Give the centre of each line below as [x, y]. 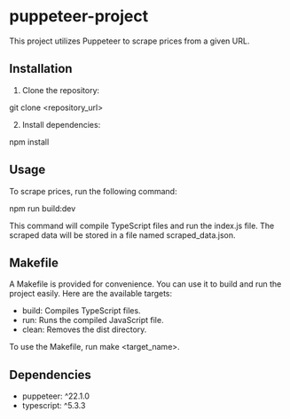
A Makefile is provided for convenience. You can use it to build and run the [145, 284]
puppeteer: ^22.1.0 [56, 396]
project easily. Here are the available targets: [91, 294]
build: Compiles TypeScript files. [81, 311]
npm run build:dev [43, 208]
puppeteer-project [79, 16]
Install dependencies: [61, 124]
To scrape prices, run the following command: [93, 191]
